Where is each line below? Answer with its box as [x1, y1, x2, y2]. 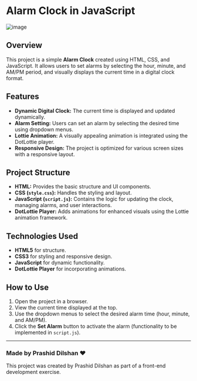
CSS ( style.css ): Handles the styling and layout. [14, 189, 132, 197]
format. [6, 74, 24, 81]
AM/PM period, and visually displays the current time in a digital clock [6, 68, 175, 75]
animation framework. [14, 214, 68, 221]
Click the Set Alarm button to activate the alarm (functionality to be [14, 323, 177, 329]
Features [6, 92, 39, 102]
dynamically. [14, 113, 46, 121]
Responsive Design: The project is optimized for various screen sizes [14, 145, 184, 152]
